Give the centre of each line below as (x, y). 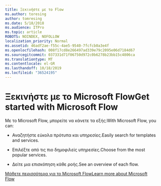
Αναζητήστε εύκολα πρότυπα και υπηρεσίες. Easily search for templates (84, 135)
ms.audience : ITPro (25, 28)
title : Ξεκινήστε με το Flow (34, 9)
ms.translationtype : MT (29, 59)
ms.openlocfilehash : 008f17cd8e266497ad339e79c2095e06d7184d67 (70, 50)
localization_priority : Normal (37, 41)
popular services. (29, 155)
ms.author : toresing (26, 14)
